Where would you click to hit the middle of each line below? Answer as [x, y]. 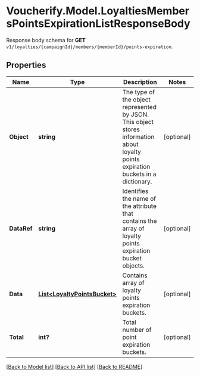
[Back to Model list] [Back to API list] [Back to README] [74, 366]
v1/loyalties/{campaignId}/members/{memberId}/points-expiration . [90, 46]
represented [139, 107]
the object [136, 100]
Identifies [135, 191]
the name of [139, 198]
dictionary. [137, 181]
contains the [140, 220]
